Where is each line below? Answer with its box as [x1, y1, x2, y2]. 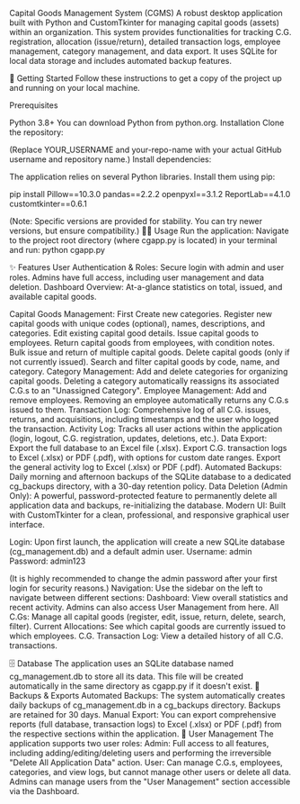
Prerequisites [9, 100, 58, 111]
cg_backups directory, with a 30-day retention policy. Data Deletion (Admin [9, 481, 288, 492]
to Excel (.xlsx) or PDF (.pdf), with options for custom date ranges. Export [9, 452, 281, 463]
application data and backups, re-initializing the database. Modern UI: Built [9, 500, 287, 510]
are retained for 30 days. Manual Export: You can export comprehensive [9, 709, 277, 719]
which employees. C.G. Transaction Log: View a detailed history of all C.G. [9, 630, 284, 641]
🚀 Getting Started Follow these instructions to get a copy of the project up [9, 73, 282, 84]
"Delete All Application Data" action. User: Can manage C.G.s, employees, [9, 757, 283, 768]
